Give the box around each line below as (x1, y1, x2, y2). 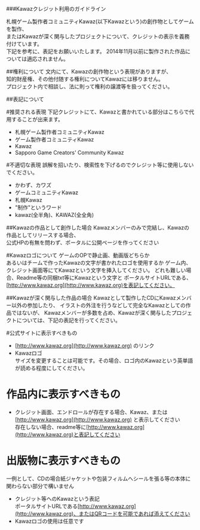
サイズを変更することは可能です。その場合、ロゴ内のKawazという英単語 (14, 357, 193, 364)
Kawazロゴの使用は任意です (14, 517, 85, 525)
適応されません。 (26, 56, 69, 62)
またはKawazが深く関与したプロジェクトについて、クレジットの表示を (6, 33, 180, 40)
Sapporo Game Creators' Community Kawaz (14, 149, 124, 156)
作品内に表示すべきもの (6, 388, 121, 402)
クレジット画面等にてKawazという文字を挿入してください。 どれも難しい (6, 266, 186, 274)
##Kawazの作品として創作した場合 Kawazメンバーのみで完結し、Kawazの (6, 224, 190, 231)
